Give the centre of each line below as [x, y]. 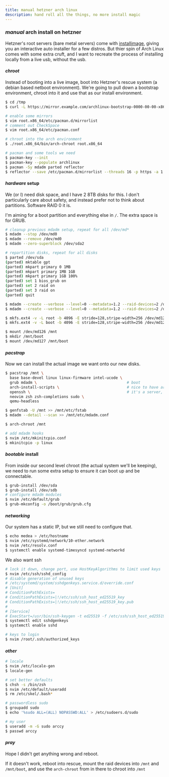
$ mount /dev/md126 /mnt [31, 332]
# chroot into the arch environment [44, 139]
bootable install [22, 454]
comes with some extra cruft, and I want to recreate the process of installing [84, 54]
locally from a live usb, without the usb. [46, 59]
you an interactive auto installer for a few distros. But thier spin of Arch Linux [84, 48]
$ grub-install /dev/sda [31, 485]
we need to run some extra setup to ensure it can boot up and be [72, 471]
